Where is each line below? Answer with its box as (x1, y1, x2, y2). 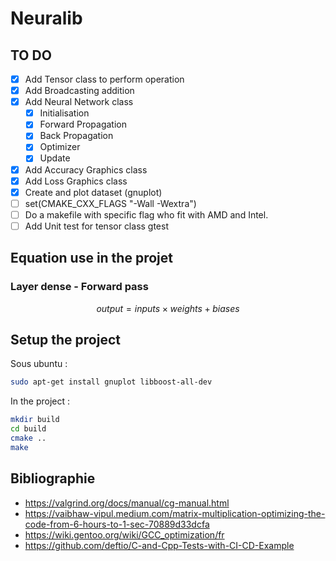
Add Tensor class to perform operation (24, 73, 185, 85)
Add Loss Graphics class (24, 175, 128, 187)
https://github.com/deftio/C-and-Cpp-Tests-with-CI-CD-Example (24, 539, 295, 551)
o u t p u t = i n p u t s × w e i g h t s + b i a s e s (96, 302, 240, 314)
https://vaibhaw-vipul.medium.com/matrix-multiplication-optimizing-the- (24, 507, 326, 519)
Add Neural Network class (24, 96, 134, 108)
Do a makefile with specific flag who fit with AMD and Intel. (24, 208, 269, 221)
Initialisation (39, 107, 90, 119)
